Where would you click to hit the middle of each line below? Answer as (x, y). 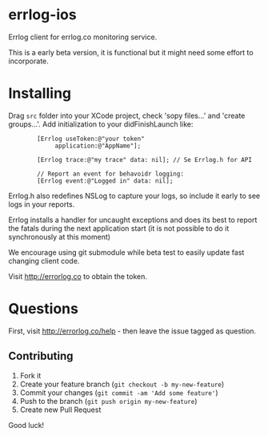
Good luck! (26, 425)
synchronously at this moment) (59, 236)
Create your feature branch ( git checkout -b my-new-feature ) (122, 384)
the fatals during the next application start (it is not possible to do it (119, 228)
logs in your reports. (42, 204)
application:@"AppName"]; (98, 146)
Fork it (30, 375)
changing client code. (44, 260)
